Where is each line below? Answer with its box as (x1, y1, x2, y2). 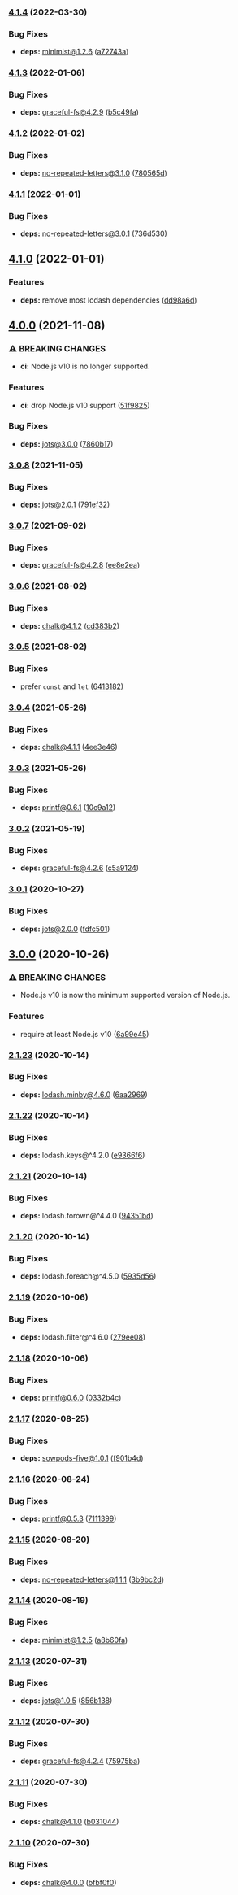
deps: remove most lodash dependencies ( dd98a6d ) (19, 295, 197, 305)
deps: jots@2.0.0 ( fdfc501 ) (19, 924, 110, 934)
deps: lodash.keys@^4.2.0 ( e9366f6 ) (19, 1150, 145, 1161)
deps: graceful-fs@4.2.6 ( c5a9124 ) (19, 863, 140, 873)
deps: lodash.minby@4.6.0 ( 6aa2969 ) (19, 1089, 148, 1100)
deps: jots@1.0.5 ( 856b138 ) (19, 1695, 113, 1705)
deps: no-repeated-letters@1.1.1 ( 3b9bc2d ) (19, 1575, 165, 1584)
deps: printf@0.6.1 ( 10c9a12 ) (19, 803, 116, 812)
